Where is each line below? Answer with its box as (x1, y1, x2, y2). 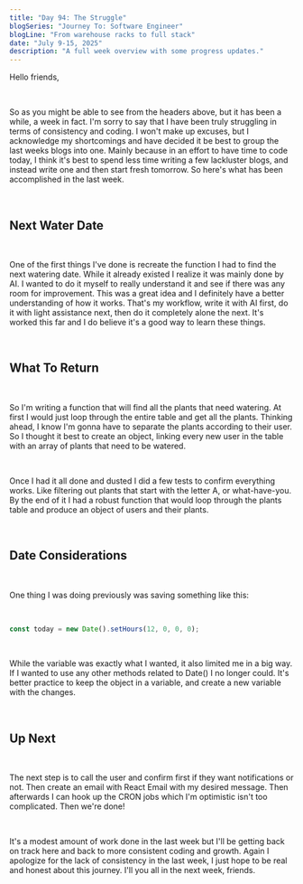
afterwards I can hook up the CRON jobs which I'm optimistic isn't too (9, 792, 268, 803)
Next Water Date (9, 218, 104, 233)
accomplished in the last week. (9, 174, 124, 185)
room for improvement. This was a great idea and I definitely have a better (9, 287, 285, 298)
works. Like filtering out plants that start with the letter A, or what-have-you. (9, 484, 292, 495)
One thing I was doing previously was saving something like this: (9, 589, 250, 600)
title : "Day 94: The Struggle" (9, 13, 127, 23)
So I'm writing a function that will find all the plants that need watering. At (9, 401, 282, 412)
